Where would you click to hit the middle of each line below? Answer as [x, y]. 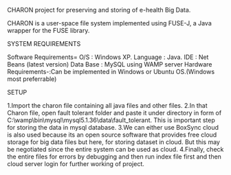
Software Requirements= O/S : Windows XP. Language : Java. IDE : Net [108, 57]
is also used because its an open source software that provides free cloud [112, 135]
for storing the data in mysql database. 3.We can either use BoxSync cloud [113, 127]
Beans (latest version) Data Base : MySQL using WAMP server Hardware [110, 64]
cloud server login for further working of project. [76, 164]
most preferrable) [32, 79]
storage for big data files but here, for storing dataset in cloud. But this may [113, 142]
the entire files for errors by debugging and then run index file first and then [114, 156]
